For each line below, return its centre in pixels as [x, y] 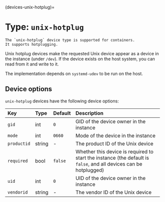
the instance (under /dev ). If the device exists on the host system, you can [80, 59]
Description [89, 113]
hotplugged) [90, 170]
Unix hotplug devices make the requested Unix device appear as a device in [82, 53]
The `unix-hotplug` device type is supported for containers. [70, 40]
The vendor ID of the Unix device [113, 192]
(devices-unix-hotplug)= [30, 7]
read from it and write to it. [32, 64]
